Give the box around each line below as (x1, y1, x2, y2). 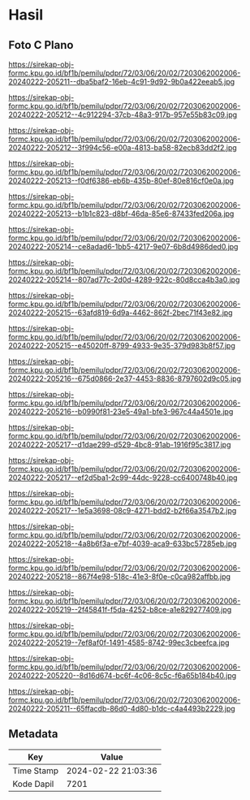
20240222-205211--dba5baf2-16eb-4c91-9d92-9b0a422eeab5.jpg (8, 77, 235, 86)
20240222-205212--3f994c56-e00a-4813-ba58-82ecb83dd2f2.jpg (8, 143, 237, 152)
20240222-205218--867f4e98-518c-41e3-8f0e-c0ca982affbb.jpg (8, 572, 231, 582)
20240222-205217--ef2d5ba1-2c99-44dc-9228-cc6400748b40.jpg (8, 473, 238, 482)
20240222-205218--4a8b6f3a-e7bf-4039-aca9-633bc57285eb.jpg (8, 538, 237, 548)
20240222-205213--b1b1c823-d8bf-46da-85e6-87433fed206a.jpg (8, 209, 235, 218)
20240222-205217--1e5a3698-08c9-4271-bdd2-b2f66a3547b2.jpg (8, 506, 237, 515)
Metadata (8, 727, 58, 741)
